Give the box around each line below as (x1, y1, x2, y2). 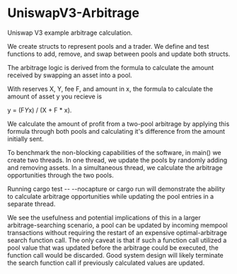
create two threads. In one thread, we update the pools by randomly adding (7, 156, 228, 164)
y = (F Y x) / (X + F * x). (7, 105, 72, 114)
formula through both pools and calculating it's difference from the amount (7, 127, 225, 135)
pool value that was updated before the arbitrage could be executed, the (7, 243, 219, 252)
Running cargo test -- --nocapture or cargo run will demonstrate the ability (7, 184, 225, 193)
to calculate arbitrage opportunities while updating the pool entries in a (7, 192, 214, 200)
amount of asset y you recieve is (7, 92, 103, 101)
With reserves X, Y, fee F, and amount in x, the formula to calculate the (7, 84, 214, 93)
